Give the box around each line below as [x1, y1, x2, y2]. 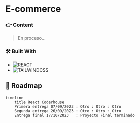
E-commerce [5, 3, 61, 15]
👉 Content [5, 21, 33, 28]
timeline [5, 95, 24, 100]
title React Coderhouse [14, 100, 65, 105]
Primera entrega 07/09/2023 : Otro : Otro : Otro [14, 104, 122, 109]
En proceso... [17, 35, 46, 41]
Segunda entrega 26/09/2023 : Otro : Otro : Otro [14, 108, 122, 113]
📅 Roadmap [5, 82, 42, 90]
